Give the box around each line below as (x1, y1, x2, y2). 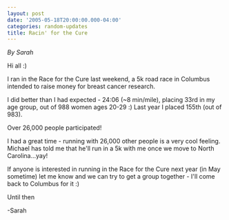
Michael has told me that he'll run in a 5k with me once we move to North (7, 144, 215, 152)
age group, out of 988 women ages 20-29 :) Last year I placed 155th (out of (7, 103, 222, 111)
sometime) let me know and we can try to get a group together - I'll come (7, 172, 215, 181)
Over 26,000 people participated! (7, 123, 102, 132)
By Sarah (7, 48, 34, 57)
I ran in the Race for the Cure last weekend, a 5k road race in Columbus (7, 75, 210, 83)
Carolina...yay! (7, 152, 48, 160)
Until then (7, 193, 35, 201)
